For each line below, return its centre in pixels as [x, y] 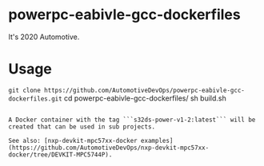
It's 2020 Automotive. [44, 37]
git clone [25, 90]
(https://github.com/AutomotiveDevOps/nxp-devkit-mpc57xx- [109, 148]
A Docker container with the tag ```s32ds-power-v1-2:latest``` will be [132, 120]
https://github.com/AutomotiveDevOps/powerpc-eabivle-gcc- [144, 90]
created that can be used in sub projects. [82, 126]
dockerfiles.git [35, 99]
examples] [157, 140]
